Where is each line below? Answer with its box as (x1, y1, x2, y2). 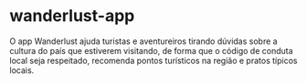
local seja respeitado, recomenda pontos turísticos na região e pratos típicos (9, 55, 298, 66)
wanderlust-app (9, 5, 135, 26)
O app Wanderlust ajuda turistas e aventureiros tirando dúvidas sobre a (9, 36, 278, 47)
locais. (9, 65, 35, 76)
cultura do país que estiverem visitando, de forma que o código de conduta (9, 45, 294, 56)
